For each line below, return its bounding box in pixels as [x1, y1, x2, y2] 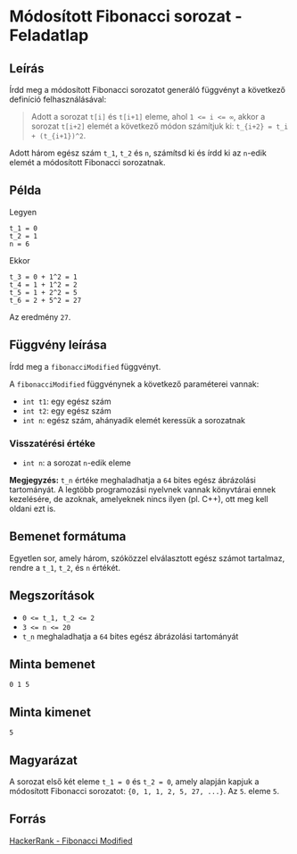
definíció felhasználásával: [9, 94, 107, 105]
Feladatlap [9, 25, 89, 46]
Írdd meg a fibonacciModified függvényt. [9, 361, 161, 372]
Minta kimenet [9, 704, 92, 720]
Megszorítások [9, 588, 95, 604]
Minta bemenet [9, 657, 95, 672]
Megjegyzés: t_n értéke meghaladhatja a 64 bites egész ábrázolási [9, 474, 256, 485]
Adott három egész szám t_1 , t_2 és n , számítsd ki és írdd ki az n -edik [9, 147, 268, 158]
